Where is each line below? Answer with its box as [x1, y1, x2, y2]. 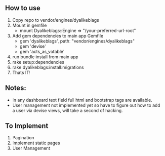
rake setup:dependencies [12, 59, 65, 65]
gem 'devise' [19, 43, 46, 49]
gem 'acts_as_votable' [19, 48, 65, 54]
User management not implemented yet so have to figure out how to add [12, 102, 161, 108]
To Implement [5, 122, 48, 130]
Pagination [12, 135, 35, 141]
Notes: [5, 84, 26, 92]
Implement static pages [12, 140, 60, 146]
